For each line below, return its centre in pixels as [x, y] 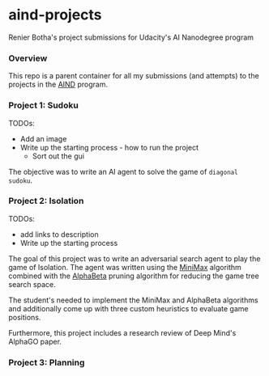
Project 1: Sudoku [43, 105]
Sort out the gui [58, 156]
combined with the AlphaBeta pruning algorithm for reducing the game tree [134, 276]
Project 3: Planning [47, 362]
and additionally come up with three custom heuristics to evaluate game [128, 308]
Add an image [43, 138]
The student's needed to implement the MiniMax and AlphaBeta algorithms [133, 300]
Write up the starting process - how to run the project [109, 147]
